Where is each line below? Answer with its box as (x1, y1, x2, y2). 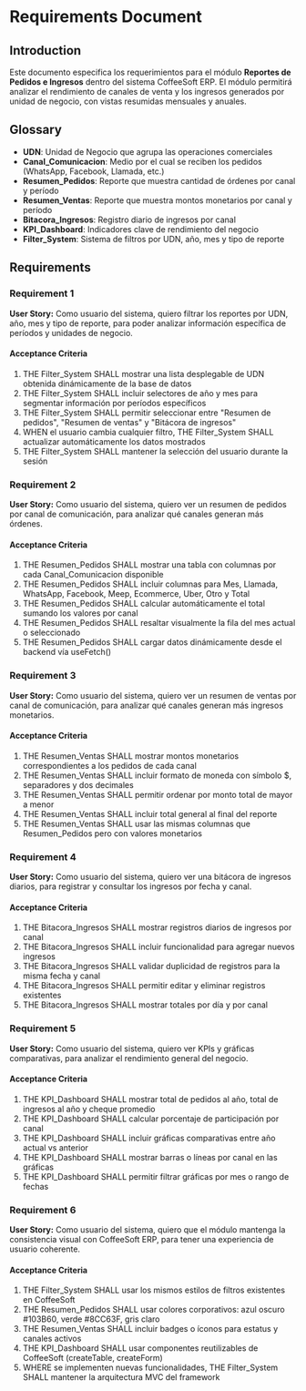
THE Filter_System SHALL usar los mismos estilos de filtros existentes (22, 1284, 285, 1295)
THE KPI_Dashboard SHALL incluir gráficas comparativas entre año (22, 1132, 276, 1143)
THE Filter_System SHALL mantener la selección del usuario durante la (22, 445, 289, 456)
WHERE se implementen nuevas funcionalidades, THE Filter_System (22, 1362, 279, 1373)
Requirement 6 (9, 1203, 76, 1216)
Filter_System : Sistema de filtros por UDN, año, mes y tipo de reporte (22, 233, 285, 244)
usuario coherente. (9, 1243, 80, 1254)
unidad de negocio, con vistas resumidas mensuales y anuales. (9, 96, 248, 107)
